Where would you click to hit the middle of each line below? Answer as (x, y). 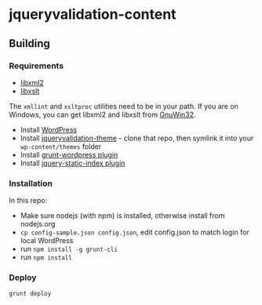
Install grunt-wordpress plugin (69, 154)
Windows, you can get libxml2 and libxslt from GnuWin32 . (102, 114)
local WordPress (47, 241)
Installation (31, 183)
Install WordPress (49, 129)
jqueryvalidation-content (93, 15)
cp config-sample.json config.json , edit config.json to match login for (135, 232)
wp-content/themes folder (60, 146)
